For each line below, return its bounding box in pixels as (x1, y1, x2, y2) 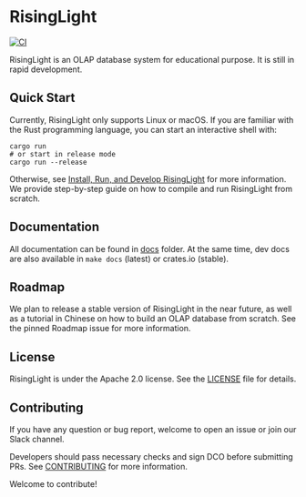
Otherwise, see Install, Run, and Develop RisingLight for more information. (9, 173, 287, 184)
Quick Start (9, 90, 76, 106)
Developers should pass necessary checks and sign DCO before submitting (9, 451, 293, 461)
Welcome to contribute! (9, 479, 97, 489)
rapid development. (9, 64, 83, 75)
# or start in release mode (9, 149, 117, 158)
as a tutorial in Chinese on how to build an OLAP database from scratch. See (9, 313, 296, 324)
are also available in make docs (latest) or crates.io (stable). (9, 253, 229, 264)
